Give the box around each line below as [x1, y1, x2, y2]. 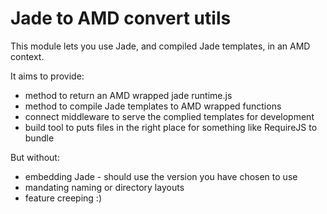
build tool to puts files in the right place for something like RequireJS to [24, 121, 318, 133]
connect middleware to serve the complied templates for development [24, 110, 315, 122]
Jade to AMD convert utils [10, 7, 232, 30]
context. [10, 50, 45, 62]
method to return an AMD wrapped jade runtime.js [24, 89, 233, 101]
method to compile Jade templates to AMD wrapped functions [24, 100, 282, 112]
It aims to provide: [10, 70, 85, 82]
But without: [10, 151, 60, 163]
